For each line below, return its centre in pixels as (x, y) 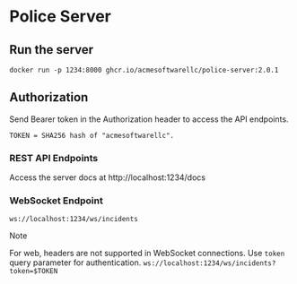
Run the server (52, 50)
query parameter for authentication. (75, 262)
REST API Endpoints (54, 158)
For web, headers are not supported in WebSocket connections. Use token (147, 254)
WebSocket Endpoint (56, 201)
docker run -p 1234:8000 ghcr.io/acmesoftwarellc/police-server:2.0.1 (144, 70)
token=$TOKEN (34, 271)
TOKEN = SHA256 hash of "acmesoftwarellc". (92, 135)
